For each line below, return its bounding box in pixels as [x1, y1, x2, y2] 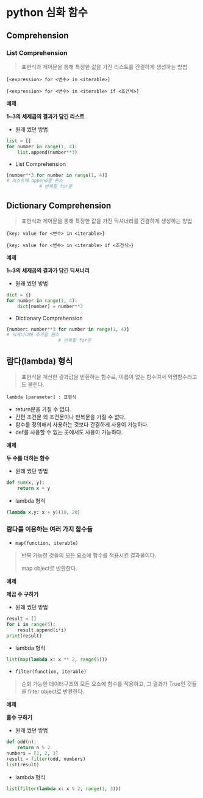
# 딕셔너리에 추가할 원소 [6, 332, 60, 338]
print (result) [6, 633, 43, 639]
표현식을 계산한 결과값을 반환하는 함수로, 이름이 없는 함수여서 [21, 373, 166, 380]
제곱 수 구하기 [6, 590, 38, 598]
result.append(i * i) [17, 627, 67, 633]
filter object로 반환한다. [27, 688, 85, 696]
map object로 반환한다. [21, 564, 77, 572]
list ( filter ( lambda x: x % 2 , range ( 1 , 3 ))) [6, 785, 121, 792]
